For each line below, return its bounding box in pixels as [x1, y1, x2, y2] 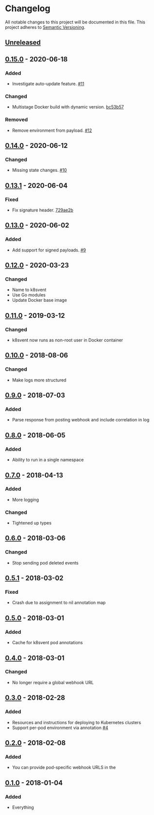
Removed [5, 116, 28, 123]
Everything [12, 804, 34, 810]
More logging [12, 497, 39, 502]
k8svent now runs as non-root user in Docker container [12, 337, 123, 343]
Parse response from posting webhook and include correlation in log [12, 417, 150, 423]
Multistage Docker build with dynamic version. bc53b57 [12, 104, 124, 110]
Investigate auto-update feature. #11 [12, 81, 85, 87]
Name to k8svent [12, 287, 47, 293]
